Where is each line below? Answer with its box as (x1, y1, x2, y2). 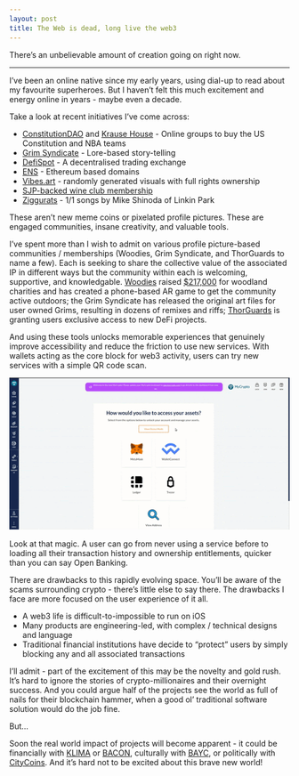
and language (21, 629, 73, 640)
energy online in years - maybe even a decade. (9, 93, 182, 104)
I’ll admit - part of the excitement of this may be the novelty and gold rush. (9, 666, 282, 676)
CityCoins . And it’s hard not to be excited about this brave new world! (9, 756, 263, 767)
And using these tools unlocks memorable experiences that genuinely (9, 331, 265, 342)
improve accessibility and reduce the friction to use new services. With (9, 341, 270, 352)
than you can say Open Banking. (9, 557, 129, 568)
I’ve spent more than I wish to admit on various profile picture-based (9, 238, 261, 249)
